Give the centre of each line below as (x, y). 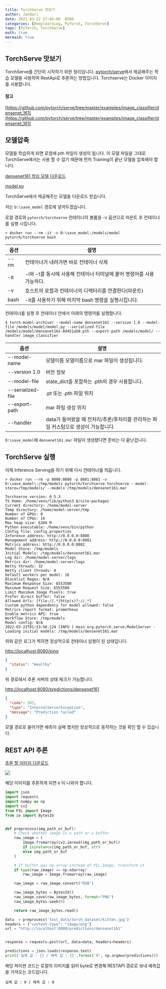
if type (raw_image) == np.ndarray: (51, 870)
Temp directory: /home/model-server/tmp (47, 510)
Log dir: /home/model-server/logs (41, 557)
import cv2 (16, 806)
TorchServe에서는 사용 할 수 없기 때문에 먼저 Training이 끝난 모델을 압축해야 (79, 159)
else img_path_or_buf (45, 852)
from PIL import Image (28, 811)
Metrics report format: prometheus (42, 610)
